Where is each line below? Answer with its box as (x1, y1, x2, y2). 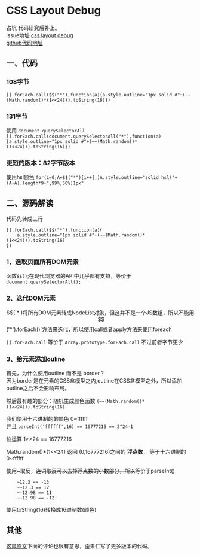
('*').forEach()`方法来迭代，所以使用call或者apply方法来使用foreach (6, 326, 172, 333)
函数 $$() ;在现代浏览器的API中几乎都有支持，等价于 (6, 272, 132, 280)
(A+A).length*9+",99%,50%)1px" (6, 180, 84, 186)
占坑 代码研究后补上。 (6, 24, 60, 31)
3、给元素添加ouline (6, 354, 66, 363)
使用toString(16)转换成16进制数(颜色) (6, 506, 97, 513)
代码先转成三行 (6, 215, 43, 222)
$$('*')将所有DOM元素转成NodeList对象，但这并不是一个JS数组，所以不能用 (6, 309, 195, 316)
